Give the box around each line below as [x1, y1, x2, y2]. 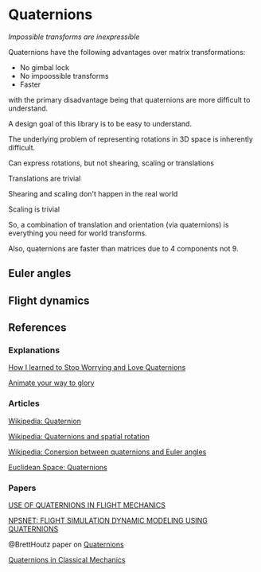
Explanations [8, 344, 60, 356]
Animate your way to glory [8, 378, 95, 387]
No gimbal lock [19, 62, 70, 72]
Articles [8, 398, 40, 409]
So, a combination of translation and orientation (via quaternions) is [8, 220, 229, 229]
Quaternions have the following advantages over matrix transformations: [8, 47, 246, 56]
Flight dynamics [8, 294, 90, 307]
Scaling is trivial [8, 204, 60, 214]
